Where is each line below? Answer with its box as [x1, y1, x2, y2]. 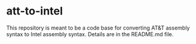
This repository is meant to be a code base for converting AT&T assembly [6, 24, 190, 31]
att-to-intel [6, 4, 63, 18]
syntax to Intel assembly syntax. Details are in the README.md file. [6, 30, 174, 37]
